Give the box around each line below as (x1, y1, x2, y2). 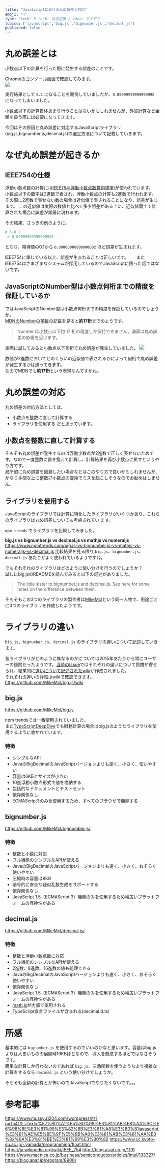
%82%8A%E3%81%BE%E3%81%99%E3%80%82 (5, 1136, 109, 1142)
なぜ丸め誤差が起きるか (5, 150, 100, 161)
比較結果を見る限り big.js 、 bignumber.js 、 (55, 548, 143, 554)
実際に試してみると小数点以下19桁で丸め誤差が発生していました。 (5, 345, 138, 351)
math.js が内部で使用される (12, 1002, 66, 1008)
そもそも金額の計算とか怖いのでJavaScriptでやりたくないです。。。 (5, 1080, 138, 1086)
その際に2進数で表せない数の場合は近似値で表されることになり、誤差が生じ (5, 197, 158, 203)
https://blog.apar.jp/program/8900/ (5, 1157, 77, 1163)
